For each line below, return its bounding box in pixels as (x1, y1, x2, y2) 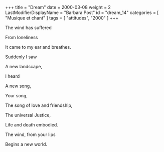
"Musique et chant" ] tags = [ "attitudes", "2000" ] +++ (5, 15, 119, 21)
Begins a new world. (5, 141, 48, 147)
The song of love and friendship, (5, 102, 73, 108)
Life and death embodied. (5, 122, 59, 127)
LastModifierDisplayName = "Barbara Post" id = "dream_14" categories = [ (5, 10, 159, 16)
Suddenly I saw (5, 54, 37, 60)
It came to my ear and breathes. (5, 44, 71, 50)
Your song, (5, 93, 28, 98)
